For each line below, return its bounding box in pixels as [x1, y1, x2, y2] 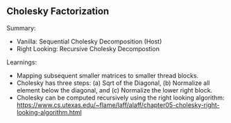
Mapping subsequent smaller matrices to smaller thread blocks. [16, 71, 199, 79]
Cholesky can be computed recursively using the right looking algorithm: [16, 93, 225, 102]
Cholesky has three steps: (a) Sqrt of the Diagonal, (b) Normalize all [16, 79, 210, 87]
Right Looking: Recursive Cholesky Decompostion [16, 44, 160, 53]
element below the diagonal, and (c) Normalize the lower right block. [16, 86, 213, 94]
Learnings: [6, 58, 37, 66]
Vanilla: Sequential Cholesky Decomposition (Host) [16, 37, 162, 46]
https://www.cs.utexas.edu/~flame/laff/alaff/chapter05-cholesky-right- [16, 100, 220, 109]
